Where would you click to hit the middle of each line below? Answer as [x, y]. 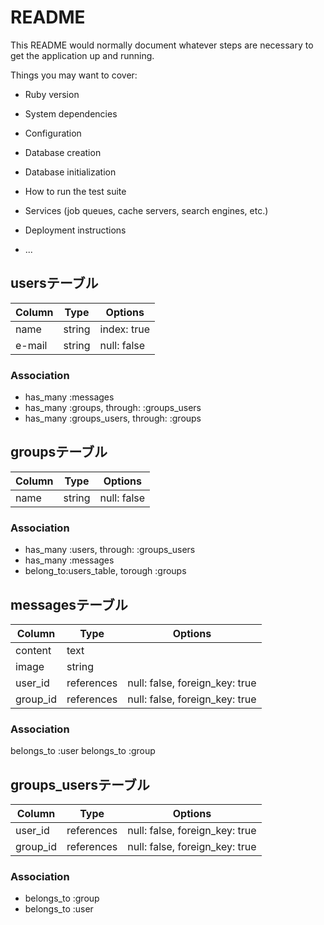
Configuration [53, 133]
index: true [124, 329]
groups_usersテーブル [80, 784]
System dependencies [71, 113]
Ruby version [52, 94]
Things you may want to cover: [74, 75]
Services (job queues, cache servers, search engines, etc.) [146, 210]
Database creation [63, 152]
